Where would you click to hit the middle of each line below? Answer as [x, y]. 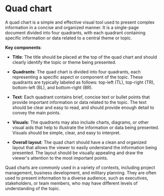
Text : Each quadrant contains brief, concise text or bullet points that [81, 97]
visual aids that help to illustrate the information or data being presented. [86, 127]
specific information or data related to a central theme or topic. [68, 38]
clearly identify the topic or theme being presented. [64, 62]
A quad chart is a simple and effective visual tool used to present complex [80, 22]
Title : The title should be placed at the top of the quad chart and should [84, 57]
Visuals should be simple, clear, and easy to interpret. [66, 132]
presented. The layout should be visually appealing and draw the [78, 153]
